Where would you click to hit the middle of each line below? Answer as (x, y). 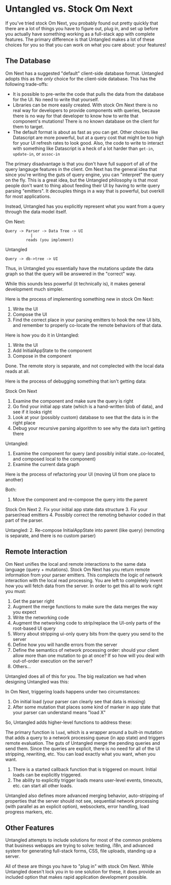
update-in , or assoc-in (36, 153)
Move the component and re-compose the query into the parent (80, 499)
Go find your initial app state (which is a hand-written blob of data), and (88, 406)
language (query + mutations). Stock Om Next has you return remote (78, 569)
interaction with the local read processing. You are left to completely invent (84, 580)
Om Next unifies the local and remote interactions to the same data (76, 564)
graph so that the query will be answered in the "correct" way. (71, 274)
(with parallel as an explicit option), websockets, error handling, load (77, 806)
